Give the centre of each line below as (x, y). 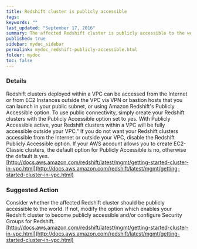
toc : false (19, 60)
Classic (15, 149)
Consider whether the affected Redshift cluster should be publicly (86, 203)
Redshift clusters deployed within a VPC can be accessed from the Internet (97, 94)
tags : (13, 17)
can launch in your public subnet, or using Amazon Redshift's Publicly (90, 106)
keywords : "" (22, 22)
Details (16, 81)
